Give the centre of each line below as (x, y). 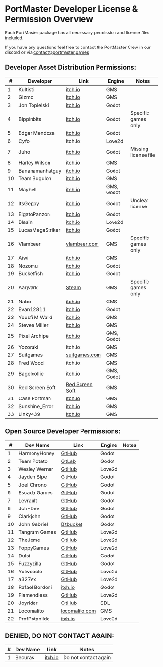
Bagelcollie (31, 373)
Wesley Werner (36, 469)
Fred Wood (31, 363)
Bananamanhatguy (40, 171)
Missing (139, 149)
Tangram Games (38, 532)
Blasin (25, 222)
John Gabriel (33, 524)
